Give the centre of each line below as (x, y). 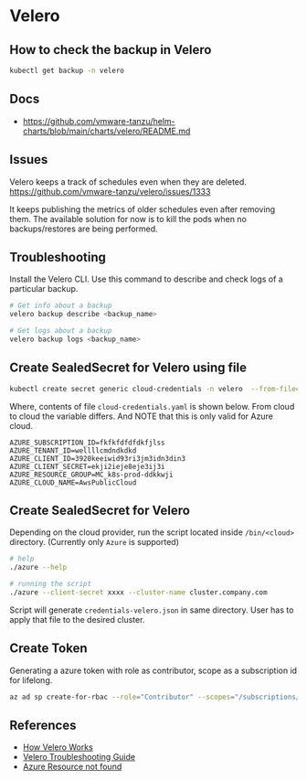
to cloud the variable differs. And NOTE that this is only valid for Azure (142, 416)
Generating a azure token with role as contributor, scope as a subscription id (153, 670)
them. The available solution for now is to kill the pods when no (128, 219)
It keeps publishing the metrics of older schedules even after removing (143, 209)
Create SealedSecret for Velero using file (128, 368)
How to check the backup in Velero (111, 50)
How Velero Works (58, 747)
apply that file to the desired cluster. (77, 619)
